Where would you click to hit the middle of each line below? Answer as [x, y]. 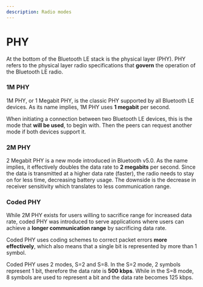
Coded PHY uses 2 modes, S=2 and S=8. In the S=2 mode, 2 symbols [93, 265]
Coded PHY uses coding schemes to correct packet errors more [87, 240]
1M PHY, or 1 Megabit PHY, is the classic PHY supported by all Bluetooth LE [100, 100]
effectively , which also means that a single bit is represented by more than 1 [102, 246]
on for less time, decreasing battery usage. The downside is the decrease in [101, 180]
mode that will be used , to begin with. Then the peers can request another [99, 125]
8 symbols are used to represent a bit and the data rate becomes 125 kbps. [100, 277]
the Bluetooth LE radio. [35, 72]
